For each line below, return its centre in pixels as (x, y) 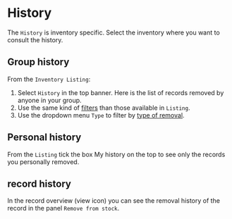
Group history (38, 62)
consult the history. (35, 39)
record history (39, 183)
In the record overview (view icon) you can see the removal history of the (114, 201)
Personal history (44, 138)
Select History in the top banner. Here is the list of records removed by (121, 92)
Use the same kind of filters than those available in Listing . (104, 108)
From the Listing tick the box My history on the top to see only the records (116, 154)
